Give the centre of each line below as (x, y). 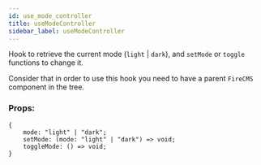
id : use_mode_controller (50, 16)
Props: (21, 108)
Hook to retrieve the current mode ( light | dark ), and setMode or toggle (127, 54)
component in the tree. (47, 87)
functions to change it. (46, 63)
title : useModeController (52, 24)
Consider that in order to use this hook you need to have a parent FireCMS (131, 79)
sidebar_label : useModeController (67, 31)
